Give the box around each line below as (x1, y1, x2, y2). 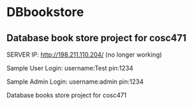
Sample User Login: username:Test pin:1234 (6, 64, 134, 72)
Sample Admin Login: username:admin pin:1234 (6, 77, 144, 86)
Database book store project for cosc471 (6, 32, 187, 44)
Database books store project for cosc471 (6, 91, 127, 99)
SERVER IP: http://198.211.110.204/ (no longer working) (6, 50, 162, 59)
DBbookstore (6, 4, 84, 20)
